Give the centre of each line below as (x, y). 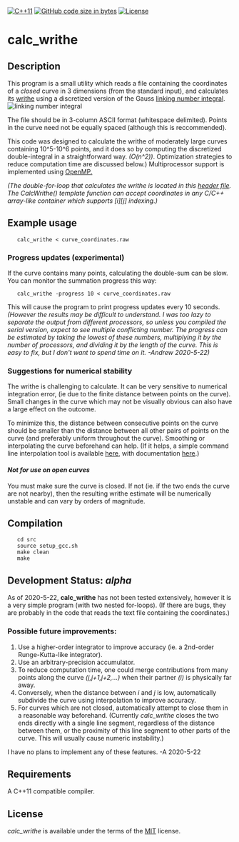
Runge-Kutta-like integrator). (60, 654)
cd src (27, 540)
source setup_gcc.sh (47, 546)
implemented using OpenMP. (50, 172)
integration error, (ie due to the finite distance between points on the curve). (119, 394)
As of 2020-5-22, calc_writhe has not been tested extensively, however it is (119, 598)
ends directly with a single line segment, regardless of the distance (116, 723)
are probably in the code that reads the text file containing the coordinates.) (119, 613)
